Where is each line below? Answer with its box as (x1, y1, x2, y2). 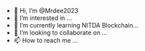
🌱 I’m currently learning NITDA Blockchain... (13, 21, 139, 29)
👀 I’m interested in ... (13, 14, 72, 22)
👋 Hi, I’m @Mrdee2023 (13, 7, 79, 14)
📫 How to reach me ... (13, 37, 78, 44)
